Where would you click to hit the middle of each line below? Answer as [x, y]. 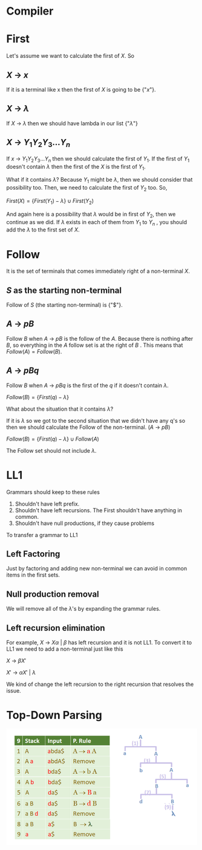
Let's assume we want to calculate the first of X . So [70, 56]
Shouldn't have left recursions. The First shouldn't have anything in [99, 510]
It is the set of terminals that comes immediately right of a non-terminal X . [98, 271]
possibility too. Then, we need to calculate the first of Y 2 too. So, [87, 188]
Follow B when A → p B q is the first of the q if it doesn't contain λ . [88, 385]
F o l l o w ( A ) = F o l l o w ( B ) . [34, 351]
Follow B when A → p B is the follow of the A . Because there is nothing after [100, 338]
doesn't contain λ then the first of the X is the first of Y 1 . [76, 167]
